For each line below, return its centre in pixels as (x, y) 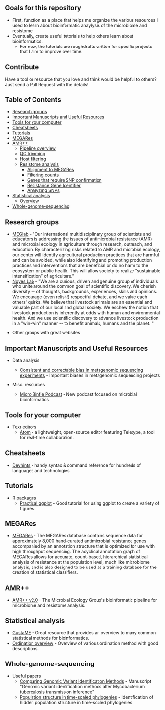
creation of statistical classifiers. (45, 572)
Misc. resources (29, 385)
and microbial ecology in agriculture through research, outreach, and (82, 244)
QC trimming (33, 154)
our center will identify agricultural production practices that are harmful (85, 255)
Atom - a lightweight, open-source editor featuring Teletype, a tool (87, 432)
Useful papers (27, 676)
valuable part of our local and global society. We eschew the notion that (85, 308)
